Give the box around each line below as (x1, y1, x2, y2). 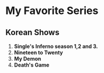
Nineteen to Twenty (13, 49, 64, 56)
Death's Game (13, 61, 50, 68)
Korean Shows (5, 27, 60, 37)
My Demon (13, 55, 41, 62)
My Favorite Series (5, 4, 99, 18)
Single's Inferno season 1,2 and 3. (13, 43, 98, 50)
